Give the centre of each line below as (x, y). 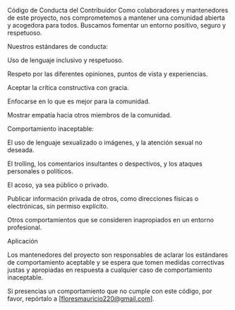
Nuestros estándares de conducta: (58, 46)
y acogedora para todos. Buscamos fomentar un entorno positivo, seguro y (117, 25)
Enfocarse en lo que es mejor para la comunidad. (79, 101)
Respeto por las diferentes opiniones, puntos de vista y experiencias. (108, 74)
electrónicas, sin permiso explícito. (58, 206)
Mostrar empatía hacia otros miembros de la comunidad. (90, 115)
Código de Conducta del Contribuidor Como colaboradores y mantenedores (118, 10)
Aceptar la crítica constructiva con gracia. (68, 87)
